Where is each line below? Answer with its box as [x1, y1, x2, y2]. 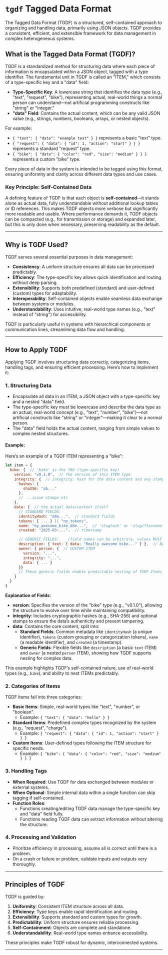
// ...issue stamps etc [18, 495, 68, 500]
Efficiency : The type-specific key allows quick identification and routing [12, 274, 161, 280]
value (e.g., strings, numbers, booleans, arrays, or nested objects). [12, 115, 150, 121]
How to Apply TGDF [5, 345, 67, 354]
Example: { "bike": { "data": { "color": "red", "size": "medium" [19, 750, 161, 756]
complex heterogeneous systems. [5, 35, 75, 41]
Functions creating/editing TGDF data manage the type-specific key [19, 805, 160, 811]
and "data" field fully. [19, 810, 64, 816]
